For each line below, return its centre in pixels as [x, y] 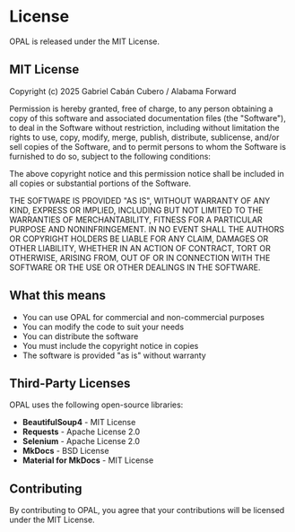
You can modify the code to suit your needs [103, 327]
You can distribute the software [80, 336]
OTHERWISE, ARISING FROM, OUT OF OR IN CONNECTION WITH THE [140, 257]
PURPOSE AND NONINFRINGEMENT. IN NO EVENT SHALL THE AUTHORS [147, 229]
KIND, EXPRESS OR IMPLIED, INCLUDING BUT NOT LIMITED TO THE [136, 210]
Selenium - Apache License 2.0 [81, 441]
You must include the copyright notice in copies [110, 345]
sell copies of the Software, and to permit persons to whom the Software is [148, 146]
